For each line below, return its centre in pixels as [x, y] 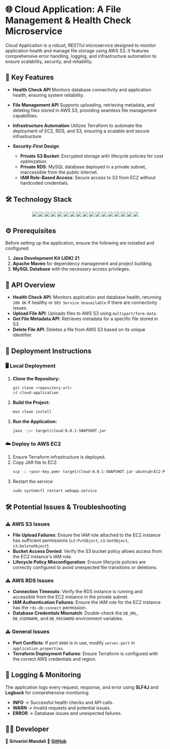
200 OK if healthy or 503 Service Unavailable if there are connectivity [85, 302]
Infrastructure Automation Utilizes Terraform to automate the [77, 125]
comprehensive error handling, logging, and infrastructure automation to [81, 56]
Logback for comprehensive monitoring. [47, 692]
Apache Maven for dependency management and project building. [83, 264]
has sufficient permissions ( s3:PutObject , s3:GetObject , [71, 540]
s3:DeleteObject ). [31, 546]
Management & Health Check [68, 21]
